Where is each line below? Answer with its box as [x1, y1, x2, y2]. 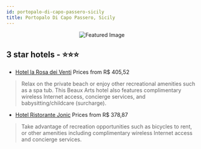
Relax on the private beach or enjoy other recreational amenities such [21, 80, 196, 88]
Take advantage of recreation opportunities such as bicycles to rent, [21, 123, 192, 130]
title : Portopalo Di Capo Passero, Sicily [6, 15, 115, 21]
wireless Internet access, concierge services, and [21, 93, 146, 101]
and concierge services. [21, 136, 82, 143]
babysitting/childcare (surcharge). [21, 99, 107, 107]
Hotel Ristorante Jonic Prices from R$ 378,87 [15, 111, 129, 119]
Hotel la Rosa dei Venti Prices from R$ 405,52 [15, 68, 129, 76]
